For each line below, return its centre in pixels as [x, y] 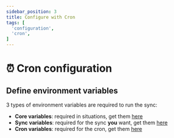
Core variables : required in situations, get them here [79, 116]
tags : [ [16, 23]
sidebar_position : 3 [32, 12]
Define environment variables [62, 90]
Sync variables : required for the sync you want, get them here [91, 123]
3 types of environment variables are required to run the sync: [82, 105]
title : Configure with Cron [41, 17]
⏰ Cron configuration [59, 68]
